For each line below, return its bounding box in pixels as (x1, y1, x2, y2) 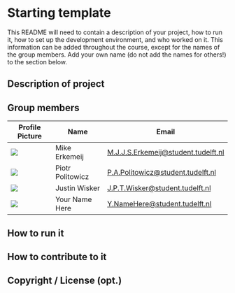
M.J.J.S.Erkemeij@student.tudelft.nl (107, 148, 225, 157)
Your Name (55, 194, 92, 204)
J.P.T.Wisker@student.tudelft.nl (107, 183, 211, 193)
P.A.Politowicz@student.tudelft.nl (107, 168, 217, 178)
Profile (18, 122, 41, 132)
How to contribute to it (7, 250, 107, 263)
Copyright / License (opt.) (7, 275, 122, 287)
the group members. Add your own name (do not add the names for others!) (7, 50, 227, 59)
